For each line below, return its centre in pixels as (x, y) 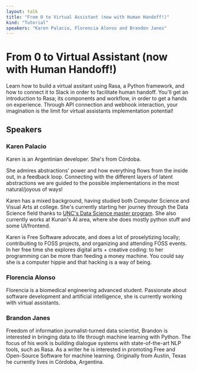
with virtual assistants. (33, 303)
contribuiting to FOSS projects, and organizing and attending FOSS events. (96, 243)
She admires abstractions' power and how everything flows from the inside (97, 170)
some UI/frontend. (28, 226)
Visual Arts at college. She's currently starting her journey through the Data (97, 207)
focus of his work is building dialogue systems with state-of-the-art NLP (94, 343)
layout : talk (22, 11)
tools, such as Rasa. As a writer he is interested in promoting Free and (91, 350)
